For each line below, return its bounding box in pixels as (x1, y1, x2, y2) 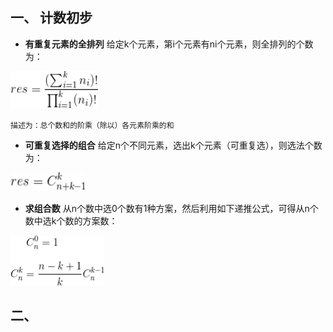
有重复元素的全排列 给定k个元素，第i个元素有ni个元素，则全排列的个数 (24, 38, 314, 50)
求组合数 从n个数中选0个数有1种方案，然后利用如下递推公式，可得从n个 (24, 202, 319, 214)
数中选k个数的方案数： (24, 214, 118, 227)
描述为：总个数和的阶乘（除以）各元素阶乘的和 (10, 120, 175, 130)
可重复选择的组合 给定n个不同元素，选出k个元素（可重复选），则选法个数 (24, 139, 323, 151)
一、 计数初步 (10, 9, 93, 27)
